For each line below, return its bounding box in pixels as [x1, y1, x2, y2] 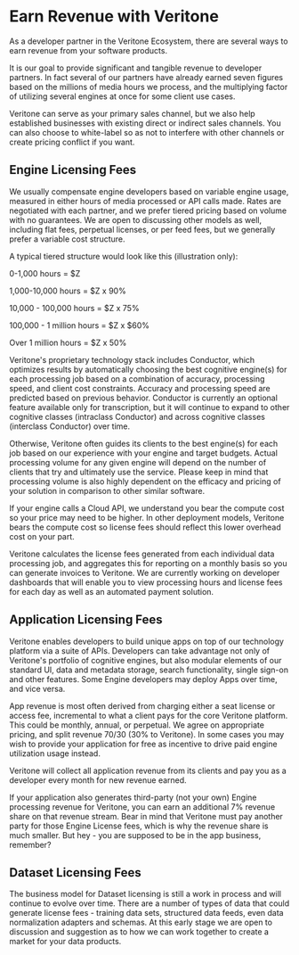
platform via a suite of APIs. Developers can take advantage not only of [9, 645, 270, 656]
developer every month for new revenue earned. [9, 774, 187, 786]
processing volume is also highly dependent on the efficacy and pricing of [9, 475, 282, 487]
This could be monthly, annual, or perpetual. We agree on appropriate [9, 720, 265, 730]
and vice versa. [9, 683, 66, 694]
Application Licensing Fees [9, 613, 163, 628]
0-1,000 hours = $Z [9, 268, 81, 278]
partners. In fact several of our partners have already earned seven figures [9, 71, 283, 82]
